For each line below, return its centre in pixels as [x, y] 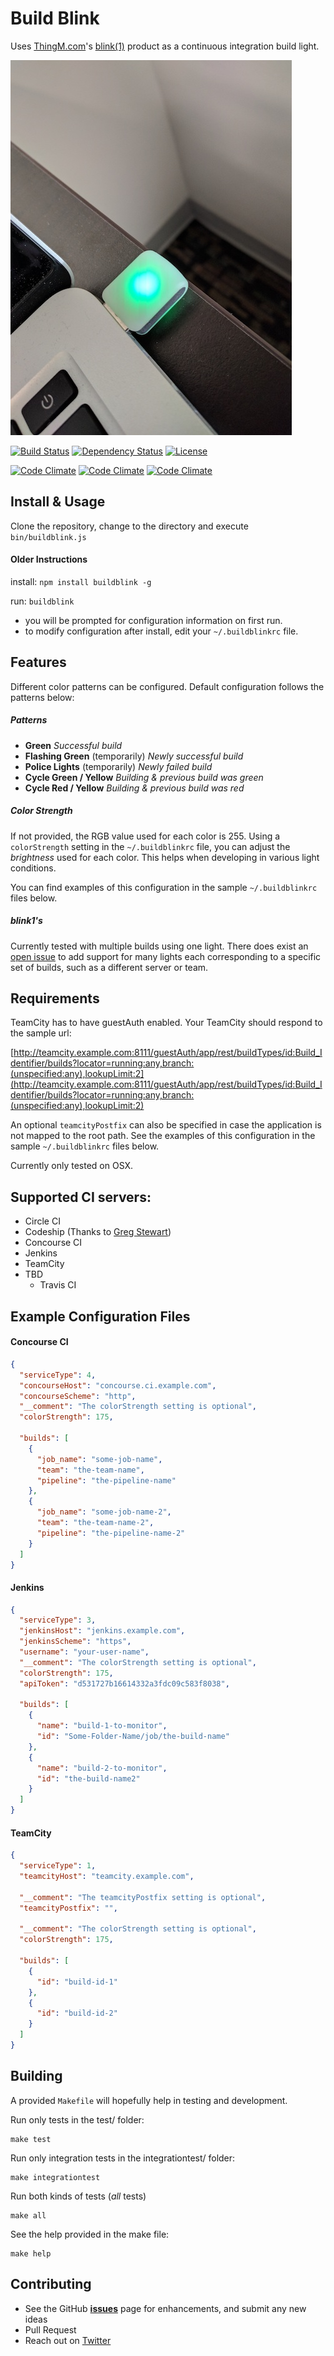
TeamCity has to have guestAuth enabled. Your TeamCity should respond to [166, 1023]
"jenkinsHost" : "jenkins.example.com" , [102, 1631]
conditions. [33, 868]
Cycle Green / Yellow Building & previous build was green [144, 777]
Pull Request [50, 2329]
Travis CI [58, 1285]
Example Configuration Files [100, 1316]
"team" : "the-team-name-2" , [95, 1523]
